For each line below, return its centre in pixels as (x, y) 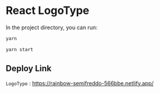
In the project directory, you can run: (52, 27)
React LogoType (48, 11)
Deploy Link (29, 68)
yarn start (20, 49)
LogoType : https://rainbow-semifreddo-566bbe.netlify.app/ (80, 83)
